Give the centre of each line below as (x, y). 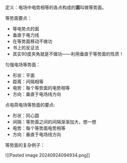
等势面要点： (18, 18)
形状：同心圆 (26, 115)
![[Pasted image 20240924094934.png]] (48, 155)
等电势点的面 (26, 29)
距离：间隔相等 (28, 81)
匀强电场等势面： (23, 65)
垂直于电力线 (26, 35)
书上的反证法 (26, 48)
